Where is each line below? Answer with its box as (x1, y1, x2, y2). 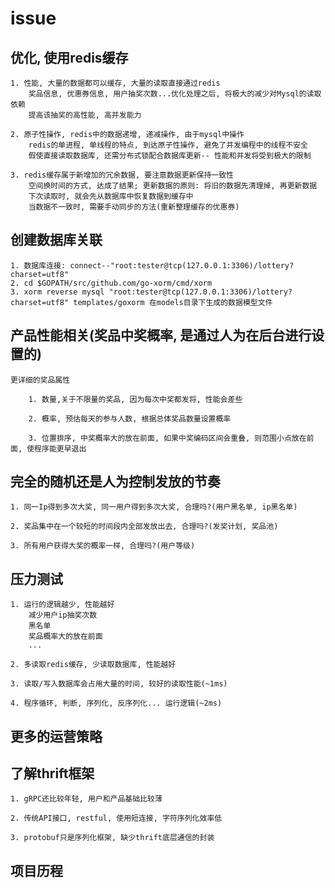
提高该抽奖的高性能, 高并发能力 (28, 110, 142, 120)
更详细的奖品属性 (10, 375, 71, 385)
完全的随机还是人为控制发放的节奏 (10, 473, 221, 491)
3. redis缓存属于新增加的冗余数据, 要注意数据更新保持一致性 (10, 170, 234, 180)
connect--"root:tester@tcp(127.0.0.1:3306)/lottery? (69, 260, 295, 271)
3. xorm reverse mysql (10, 287, 105, 297)
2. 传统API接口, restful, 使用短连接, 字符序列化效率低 (10, 813, 223, 824)
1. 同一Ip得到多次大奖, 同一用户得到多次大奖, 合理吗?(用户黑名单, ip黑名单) (10, 502, 298, 512)
